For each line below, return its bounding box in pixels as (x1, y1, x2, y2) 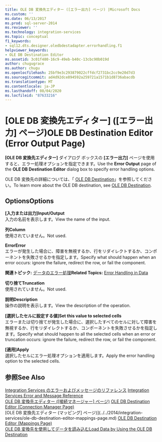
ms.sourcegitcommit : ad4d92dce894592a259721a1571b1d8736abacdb (5, 75, 135, 80)
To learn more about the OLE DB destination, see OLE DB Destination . (14, 183, 152, 188)
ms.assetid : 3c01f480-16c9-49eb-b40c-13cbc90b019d (5, 57, 109, 62)
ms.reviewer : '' (5, 25, 38, 30)
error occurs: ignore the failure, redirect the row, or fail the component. (5, 260, 146, 265)
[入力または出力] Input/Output (5, 210, 65, 216)
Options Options (5, 197, 54, 205)
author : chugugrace (5, 61, 44, 66)
